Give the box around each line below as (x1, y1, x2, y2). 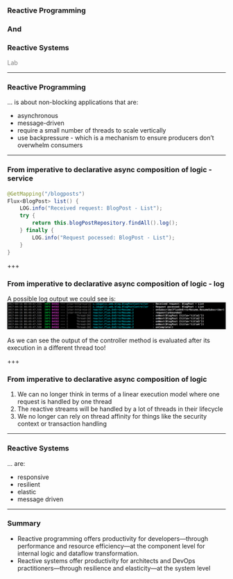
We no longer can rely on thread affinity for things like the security (17, 412, 207, 421)
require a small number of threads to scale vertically (17, 126, 166, 135)
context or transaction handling (17, 419, 107, 428)
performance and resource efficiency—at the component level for (17, 542, 205, 550)
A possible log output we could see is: (7, 294, 116, 303)
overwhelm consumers (17, 141, 83, 149)
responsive (17, 473, 50, 481)
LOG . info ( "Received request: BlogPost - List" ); (19, 205, 163, 212)
